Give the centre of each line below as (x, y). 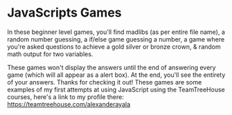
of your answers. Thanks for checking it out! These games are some (105, 82)
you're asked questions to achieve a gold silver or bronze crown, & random (114, 46)
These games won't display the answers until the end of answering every (111, 67)
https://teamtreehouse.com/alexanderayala (69, 104)
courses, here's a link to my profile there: (66, 97)
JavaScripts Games (65, 13)
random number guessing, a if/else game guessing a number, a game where (116, 39)
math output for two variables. (50, 54)
